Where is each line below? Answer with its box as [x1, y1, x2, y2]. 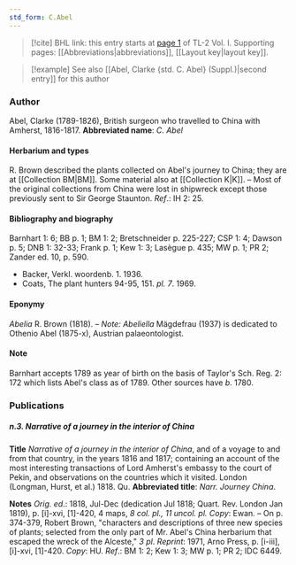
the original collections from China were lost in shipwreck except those [9, 183, 268, 195]
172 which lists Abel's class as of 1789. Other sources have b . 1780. [9, 377, 254, 388]
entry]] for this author [30, 73, 110, 84]
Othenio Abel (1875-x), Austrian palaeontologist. [9, 328, 184, 338]
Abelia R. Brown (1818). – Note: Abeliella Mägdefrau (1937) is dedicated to [9, 318, 278, 329]
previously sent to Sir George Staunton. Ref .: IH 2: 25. [9, 193, 204, 204]
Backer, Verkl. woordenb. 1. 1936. [21, 269, 143, 280]
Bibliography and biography [9, 213, 113, 224]
